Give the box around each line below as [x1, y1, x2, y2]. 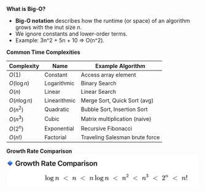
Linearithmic [44, 96, 76, 104]
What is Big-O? [6, 6, 46, 12]
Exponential [44, 125, 75, 132]
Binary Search [80, 80, 117, 86]
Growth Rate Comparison [6, 147, 72, 155]
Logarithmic [44, 80, 75, 86]
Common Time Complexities [6, 48, 81, 56]
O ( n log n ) [9, 96, 33, 104]
